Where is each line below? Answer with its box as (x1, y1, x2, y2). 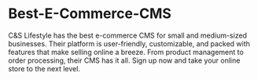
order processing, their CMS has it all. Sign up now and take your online (8, 56, 241, 65)
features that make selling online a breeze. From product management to (8, 47, 244, 56)
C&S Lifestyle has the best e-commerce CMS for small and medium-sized (8, 31, 248, 40)
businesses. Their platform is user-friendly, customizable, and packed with (8, 38, 250, 48)
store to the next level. (8, 64, 81, 73)
